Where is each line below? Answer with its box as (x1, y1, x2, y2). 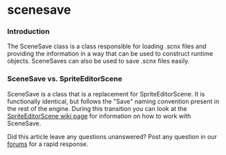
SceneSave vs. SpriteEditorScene (7, 74, 122, 84)
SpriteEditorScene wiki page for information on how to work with (7, 112, 191, 120)
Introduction (7, 27, 50, 37)
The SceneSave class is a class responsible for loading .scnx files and (7, 42, 207, 50)
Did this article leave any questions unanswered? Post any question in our (7, 132, 218, 141)
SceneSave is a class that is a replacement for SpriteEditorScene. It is (7, 90, 205, 98)
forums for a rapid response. (7, 140, 88, 148)
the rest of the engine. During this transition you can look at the (7, 104, 187, 112)
